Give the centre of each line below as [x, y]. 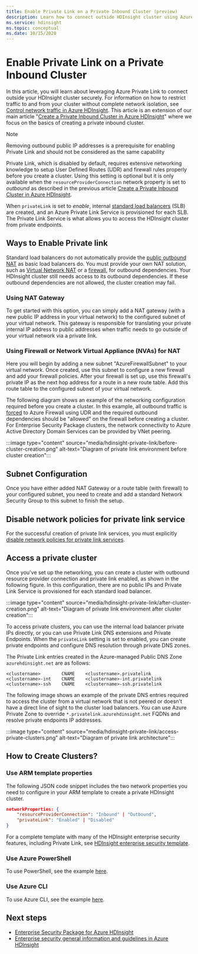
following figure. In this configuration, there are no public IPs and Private [94, 585]
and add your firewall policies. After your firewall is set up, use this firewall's [98, 376]
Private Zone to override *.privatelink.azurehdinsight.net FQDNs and [93, 714]
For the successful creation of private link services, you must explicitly [92, 533]
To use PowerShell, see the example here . [57, 871]
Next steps [27, 918]
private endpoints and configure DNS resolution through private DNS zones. [98, 645]
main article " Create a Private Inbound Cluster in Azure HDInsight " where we [99, 117]
